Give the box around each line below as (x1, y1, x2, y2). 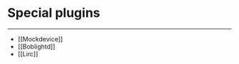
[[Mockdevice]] (17, 34, 63, 43)
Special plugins (7, 5, 101, 21)
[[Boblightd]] (17, 42, 55, 51)
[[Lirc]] (17, 49, 38, 58)
